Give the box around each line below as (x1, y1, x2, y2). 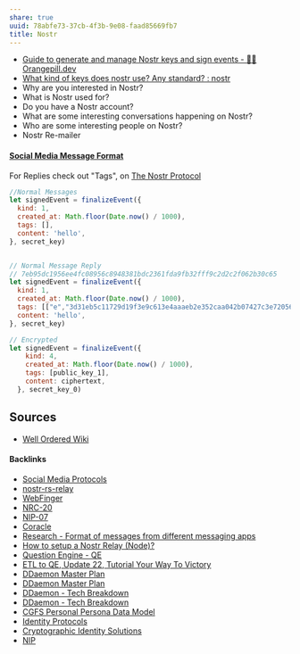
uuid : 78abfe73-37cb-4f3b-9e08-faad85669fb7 (9, 21, 178, 30)
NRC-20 (21, 501, 53, 513)
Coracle (21, 521, 52, 532)
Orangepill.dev (21, 63, 77, 74)
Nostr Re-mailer (21, 130, 81, 141)
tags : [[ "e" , (17, 302, 66, 312)
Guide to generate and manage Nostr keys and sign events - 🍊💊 (21, 54, 257, 65)
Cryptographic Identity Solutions (21, 625, 143, 636)
